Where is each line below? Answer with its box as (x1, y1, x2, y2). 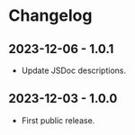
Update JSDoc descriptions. (21, 65, 127, 76)
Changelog (8, 5, 93, 26)
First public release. (21, 114, 95, 126)
